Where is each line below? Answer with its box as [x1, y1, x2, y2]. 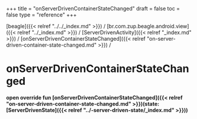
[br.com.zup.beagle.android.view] [106, 23, 189, 29]
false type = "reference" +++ [6, 11, 77, 18]
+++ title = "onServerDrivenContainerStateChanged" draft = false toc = [6, 5, 180, 12]
